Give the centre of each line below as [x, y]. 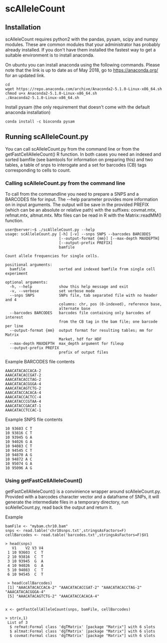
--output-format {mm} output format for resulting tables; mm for [81, 331]
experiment [16, 274]
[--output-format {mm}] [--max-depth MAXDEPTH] [109, 239]
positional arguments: [29, 265]
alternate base [75, 309]
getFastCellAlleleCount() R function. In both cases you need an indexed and [83, 154]
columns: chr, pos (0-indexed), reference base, [110, 304]
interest [14, 317]
